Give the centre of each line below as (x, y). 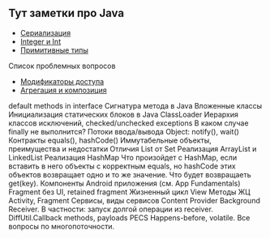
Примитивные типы (54, 50)
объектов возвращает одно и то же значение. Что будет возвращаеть (130, 174)
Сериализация (45, 32)
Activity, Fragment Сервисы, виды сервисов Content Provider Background (135, 200)
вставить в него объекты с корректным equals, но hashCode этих (122, 166)
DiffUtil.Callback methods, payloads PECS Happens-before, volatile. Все (129, 217)
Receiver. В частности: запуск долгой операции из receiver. (111, 209)
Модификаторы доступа (62, 81)
